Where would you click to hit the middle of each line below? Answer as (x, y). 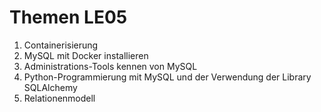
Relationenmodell (59, 98)
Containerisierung (61, 45)
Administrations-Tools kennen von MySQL (110, 66)
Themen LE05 (68, 17)
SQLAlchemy (50, 87)
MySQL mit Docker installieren (86, 55)
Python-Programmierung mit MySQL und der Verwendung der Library (167, 77)
